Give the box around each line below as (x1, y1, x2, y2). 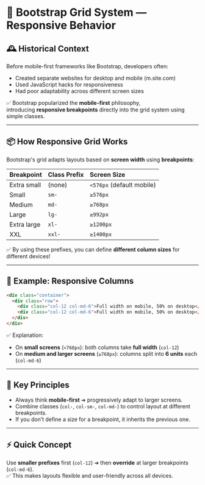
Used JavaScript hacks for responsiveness (15, 81, 123, 88)
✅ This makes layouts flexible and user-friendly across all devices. (6, 472, 174, 479)
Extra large (9, 220, 41, 228)
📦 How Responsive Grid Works (6, 136, 128, 147)
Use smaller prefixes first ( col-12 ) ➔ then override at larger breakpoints (6, 459, 189, 466)
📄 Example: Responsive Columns (6, 276, 134, 286)
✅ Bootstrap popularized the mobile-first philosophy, (6, 99, 141, 106)
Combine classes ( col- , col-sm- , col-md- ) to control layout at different (15, 402, 191, 410)
